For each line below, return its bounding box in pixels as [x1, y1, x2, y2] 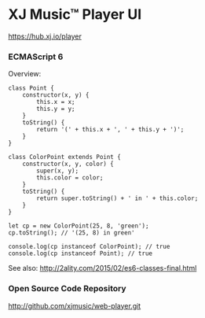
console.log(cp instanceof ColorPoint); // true [8, 242, 170, 251]
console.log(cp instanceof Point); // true [8, 250, 153, 257]
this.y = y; [36, 105, 76, 113]
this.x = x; [36, 98, 76, 106]
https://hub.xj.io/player [8, 31, 82, 41]
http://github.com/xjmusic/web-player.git [8, 301, 141, 310]
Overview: [8, 69, 42, 79]
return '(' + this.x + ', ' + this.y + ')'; [36, 126, 185, 134]
